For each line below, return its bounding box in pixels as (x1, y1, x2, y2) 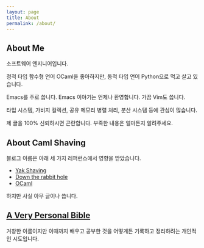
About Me (6, 43, 44, 53)
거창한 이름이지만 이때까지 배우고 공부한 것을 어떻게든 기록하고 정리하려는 (6, 227, 181, 235)
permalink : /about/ (6, 20, 56, 26)
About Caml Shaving (6, 137, 86, 148)
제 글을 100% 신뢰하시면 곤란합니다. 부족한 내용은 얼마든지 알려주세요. (6, 120, 174, 127)
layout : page (6, 9, 40, 15)
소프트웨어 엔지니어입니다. (6, 60, 69, 67)
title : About (6, 15, 40, 21)
